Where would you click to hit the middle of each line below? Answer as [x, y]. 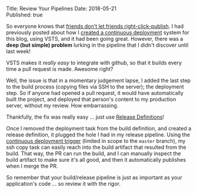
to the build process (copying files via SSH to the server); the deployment [95, 87]
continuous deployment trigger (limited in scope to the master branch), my [96, 141]
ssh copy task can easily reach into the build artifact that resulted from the [96, 147]
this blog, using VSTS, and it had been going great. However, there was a [95, 39]
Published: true [24, 15]
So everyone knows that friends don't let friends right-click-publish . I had [95, 26]
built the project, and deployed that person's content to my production [91, 99]
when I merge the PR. [32, 166]
